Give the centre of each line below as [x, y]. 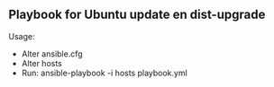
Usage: [22, 36]
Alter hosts [41, 63]
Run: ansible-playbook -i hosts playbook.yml [105, 73]
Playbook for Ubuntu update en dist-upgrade [137, 15]
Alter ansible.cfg [52, 54]
